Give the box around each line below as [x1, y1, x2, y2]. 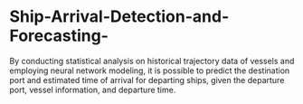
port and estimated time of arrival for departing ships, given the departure [9, 74, 285, 85]
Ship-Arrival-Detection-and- [9, 6, 230, 27]
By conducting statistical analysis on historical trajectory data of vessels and [9, 55, 295, 66]
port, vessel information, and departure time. [9, 84, 176, 95]
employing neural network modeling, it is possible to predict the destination [9, 65, 290, 76]
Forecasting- [9, 25, 109, 46]
